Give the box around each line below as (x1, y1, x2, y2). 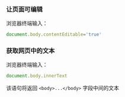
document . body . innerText (6, 73, 68, 79)
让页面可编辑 (6, 5, 43, 13)
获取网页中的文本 (6, 47, 55, 55)
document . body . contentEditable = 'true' (6, 31, 102, 38)
